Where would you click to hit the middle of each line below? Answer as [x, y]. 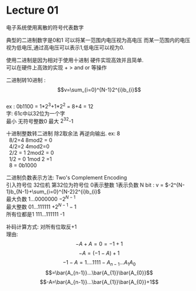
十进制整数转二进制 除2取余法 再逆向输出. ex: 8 [63, 133]
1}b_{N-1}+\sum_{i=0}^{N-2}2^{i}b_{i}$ [53, 192]
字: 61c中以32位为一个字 [36, 113]
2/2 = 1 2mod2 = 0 [31, 153]
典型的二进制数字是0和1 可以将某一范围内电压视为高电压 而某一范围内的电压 [98, 40]
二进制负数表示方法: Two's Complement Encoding [67, 178]
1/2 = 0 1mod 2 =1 [30, 159]
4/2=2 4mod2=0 [29, 146]
